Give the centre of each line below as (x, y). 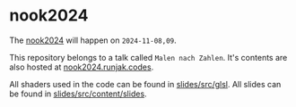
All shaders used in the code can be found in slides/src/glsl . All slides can (145, 84)
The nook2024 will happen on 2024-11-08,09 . (93, 40)
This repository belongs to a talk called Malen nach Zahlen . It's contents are (148, 57)
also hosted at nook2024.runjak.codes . (82, 67)
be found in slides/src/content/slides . (78, 94)
